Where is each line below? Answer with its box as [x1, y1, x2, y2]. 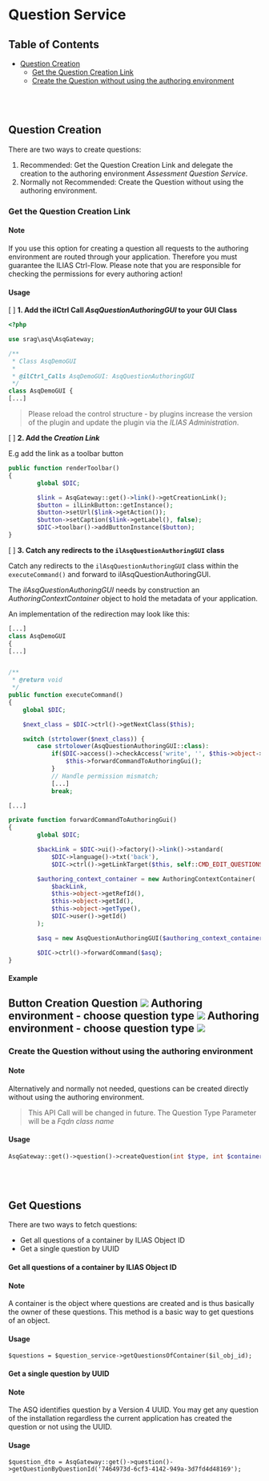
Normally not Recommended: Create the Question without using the [19, 177, 244, 186]
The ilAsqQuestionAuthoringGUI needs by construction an [8, 584, 200, 595]
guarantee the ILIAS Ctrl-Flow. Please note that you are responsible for [8, 260, 242, 270]
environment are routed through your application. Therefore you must [8, 251, 238, 262]
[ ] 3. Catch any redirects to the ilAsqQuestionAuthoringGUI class [8, 545, 225, 555]
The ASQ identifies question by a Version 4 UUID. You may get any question [8, 1405, 259, 1414]
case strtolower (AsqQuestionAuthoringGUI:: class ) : [37, 743, 210, 751]
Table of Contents [8, 38, 100, 51]
